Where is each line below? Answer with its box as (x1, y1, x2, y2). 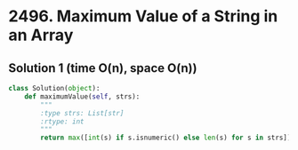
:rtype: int (40, 117, 85, 126)
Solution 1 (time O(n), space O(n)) (8, 60, 197, 75)
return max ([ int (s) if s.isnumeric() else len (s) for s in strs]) (40, 133, 292, 143)
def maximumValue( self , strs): (24, 91, 141, 101)
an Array (8, 25, 74, 45)
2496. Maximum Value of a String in (8, 6, 278, 27)
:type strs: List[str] (40, 108, 125, 117)
